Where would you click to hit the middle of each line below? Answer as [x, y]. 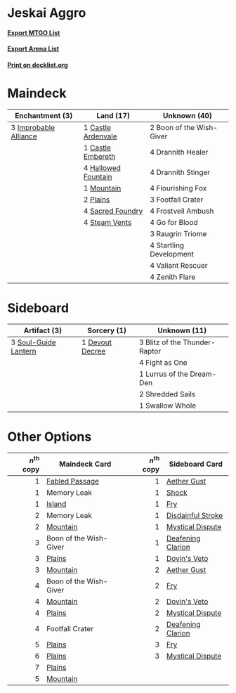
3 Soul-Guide [33, 342]
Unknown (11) [182, 330]
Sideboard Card [196, 464]
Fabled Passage [73, 481]
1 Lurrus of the [164, 374]
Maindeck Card [85, 464]
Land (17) [113, 115]
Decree [94, 351]
